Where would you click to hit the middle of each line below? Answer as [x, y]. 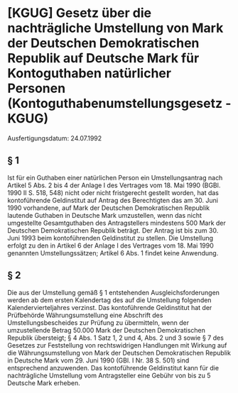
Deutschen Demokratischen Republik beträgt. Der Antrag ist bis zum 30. [113, 230]
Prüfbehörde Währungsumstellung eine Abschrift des [85, 315]
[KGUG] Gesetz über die [79, 13]
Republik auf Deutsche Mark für [103, 59]
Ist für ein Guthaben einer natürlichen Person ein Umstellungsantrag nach [115, 177]
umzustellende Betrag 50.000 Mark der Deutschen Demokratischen [107, 330]
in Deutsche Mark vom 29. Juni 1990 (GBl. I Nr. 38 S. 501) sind [98, 360]
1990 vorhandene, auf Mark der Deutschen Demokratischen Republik [109, 208]
